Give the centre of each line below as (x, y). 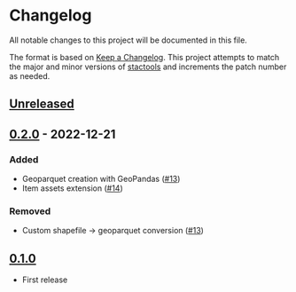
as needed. (30, 75)
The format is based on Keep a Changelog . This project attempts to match (144, 57)
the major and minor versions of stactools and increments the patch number (148, 67)
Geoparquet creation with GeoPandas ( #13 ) (101, 179)
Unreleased (42, 104)
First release (45, 280)
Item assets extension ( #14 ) (72, 188)
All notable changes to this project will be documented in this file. (129, 40)
